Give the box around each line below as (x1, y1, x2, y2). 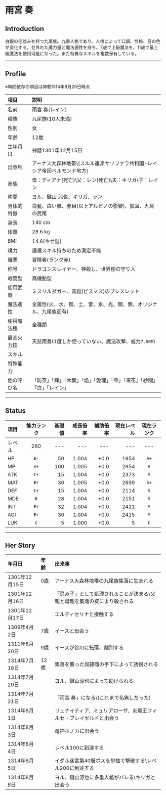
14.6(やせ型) (32, 238, 62, 245)
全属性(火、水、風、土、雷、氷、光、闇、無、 (32, 301, 138, 308)
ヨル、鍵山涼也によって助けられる (54, 678, 134, 685)
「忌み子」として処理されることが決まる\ (54, 590, 151, 597)
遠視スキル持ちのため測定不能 (32, 247, 101, 254)
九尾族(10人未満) (32, 115, 73, 122)
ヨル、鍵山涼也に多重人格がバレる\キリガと (54, 774, 156, 781)
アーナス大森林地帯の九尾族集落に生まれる (54, 577, 154, 584)
